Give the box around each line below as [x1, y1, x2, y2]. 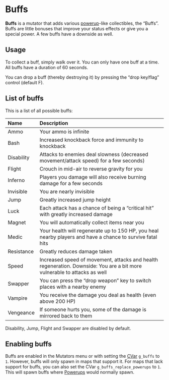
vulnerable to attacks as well [39, 268, 107, 276]
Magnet [8, 219, 26, 226]
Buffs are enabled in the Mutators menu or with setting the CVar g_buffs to [5, 353, 160, 359]
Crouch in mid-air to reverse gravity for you [39, 165, 143, 172]
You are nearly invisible [39, 188, 95, 195]
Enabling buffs [5, 340, 52, 348]
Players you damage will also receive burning [39, 173, 147, 180]
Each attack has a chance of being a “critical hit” [39, 204, 154, 211]
